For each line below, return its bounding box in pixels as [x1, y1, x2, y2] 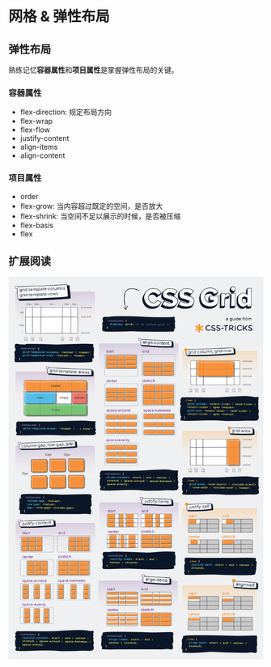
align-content [19, 151, 66, 160]
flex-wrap [19, 117, 53, 126]
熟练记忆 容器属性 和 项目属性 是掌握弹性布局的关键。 [8, 66, 179, 74]
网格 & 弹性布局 [8, 7, 111, 26]
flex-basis [19, 220, 54, 230]
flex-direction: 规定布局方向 [19, 107, 112, 117]
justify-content [19, 134, 70, 143]
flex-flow [19, 125, 51, 134]
